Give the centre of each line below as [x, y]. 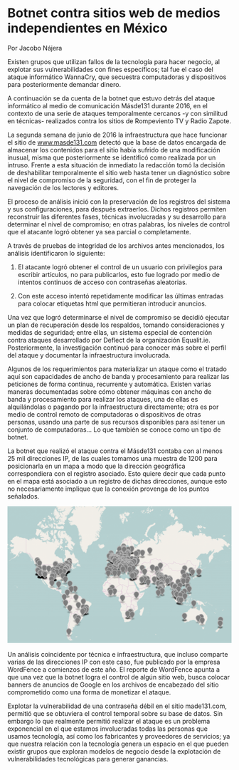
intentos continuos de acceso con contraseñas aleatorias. [102, 282]
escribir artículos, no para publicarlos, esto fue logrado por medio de [119, 274]
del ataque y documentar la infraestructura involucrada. [89, 355]
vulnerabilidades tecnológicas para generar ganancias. [88, 759]
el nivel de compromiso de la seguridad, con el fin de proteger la [102, 180]
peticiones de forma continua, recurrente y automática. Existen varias [109, 384]
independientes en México [87, 28]
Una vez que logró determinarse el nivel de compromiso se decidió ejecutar [118, 317]
